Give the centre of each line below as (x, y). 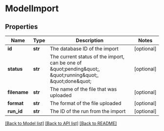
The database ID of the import (84, 49)
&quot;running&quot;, (74, 75)
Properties (21, 27)
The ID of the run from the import (88, 111)
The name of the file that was (83, 89)
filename (18, 92)
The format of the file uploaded (86, 103)
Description (90, 40)
